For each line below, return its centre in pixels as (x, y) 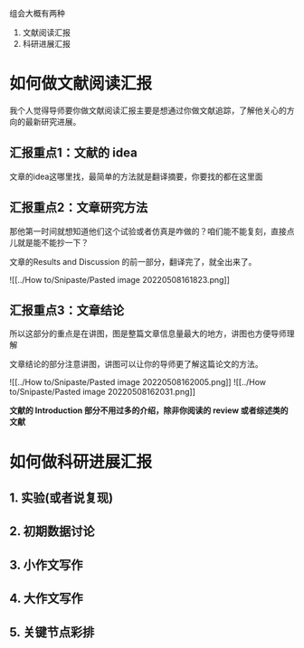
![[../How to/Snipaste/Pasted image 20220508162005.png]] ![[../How (138, 382)
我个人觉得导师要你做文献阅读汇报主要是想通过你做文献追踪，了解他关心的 (148, 110)
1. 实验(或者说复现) (62, 498)
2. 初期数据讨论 (52, 531)
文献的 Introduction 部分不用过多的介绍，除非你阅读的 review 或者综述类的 (149, 410)
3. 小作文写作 (46, 564)
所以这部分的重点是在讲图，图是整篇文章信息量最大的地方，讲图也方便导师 (148, 333)
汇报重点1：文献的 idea (73, 153)
